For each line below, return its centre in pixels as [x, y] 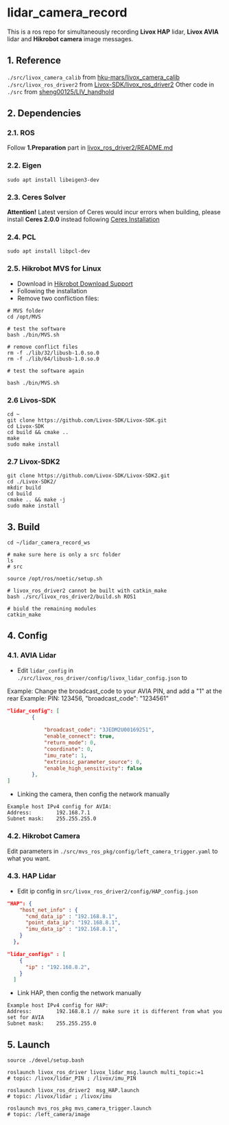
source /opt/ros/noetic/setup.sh [55, 579]
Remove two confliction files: [58, 298]
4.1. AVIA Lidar [32, 655]
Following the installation [52, 291]
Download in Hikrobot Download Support [75, 284]
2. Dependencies [44, 114]
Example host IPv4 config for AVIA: [59, 807]
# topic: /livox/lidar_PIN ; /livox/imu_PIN [72, 1079]
